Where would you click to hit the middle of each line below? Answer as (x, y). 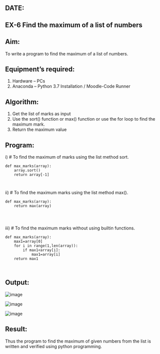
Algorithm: (22, 102)
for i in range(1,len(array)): (46, 246)
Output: (17, 283)
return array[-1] (32, 175)
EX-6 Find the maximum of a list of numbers (74, 25)
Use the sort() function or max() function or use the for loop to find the (84, 119)
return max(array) (33, 206)
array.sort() (27, 171)
